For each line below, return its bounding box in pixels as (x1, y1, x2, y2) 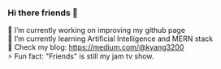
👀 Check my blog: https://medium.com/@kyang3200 (7, 43, 184, 52)
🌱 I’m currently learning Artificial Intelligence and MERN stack (7, 34, 213, 43)
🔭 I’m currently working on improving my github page (7, 26, 186, 35)
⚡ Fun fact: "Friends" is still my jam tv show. (7, 51, 154, 61)
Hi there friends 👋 (7, 7, 79, 18)
